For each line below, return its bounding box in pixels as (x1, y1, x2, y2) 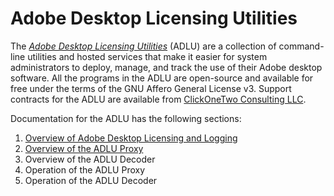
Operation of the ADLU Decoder (24, 174, 158, 186)
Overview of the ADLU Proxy (24, 142, 144, 154)
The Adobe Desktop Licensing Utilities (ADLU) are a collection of (10, 40, 277, 52)
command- (278, 40, 325, 52)
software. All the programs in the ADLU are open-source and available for (10, 72, 314, 84)
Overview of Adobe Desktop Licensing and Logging (24, 132, 238, 144)
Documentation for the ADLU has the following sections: (10, 112, 242, 124)
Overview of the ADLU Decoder (24, 153, 156, 165)
